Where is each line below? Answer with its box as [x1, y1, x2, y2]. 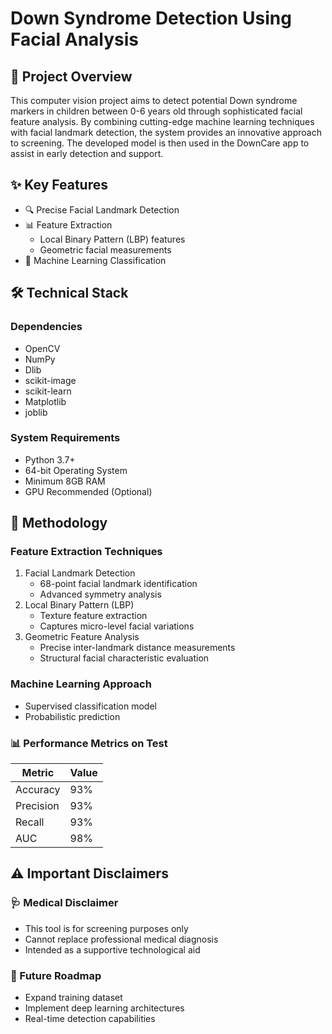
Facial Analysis [10, 28, 140, 51]
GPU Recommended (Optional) [24, 485, 153, 497]
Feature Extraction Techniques [10, 545, 163, 559]
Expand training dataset [24, 992, 123, 1004]
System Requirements [10, 431, 121, 445]
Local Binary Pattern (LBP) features [39, 233, 186, 245]
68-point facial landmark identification [39, 578, 198, 590]
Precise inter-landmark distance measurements [39, 642, 236, 654]
